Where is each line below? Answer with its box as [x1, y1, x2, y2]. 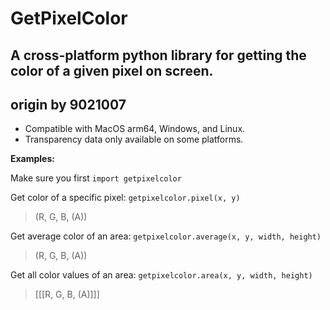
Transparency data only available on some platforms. [24, 133, 244, 146]
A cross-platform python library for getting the [10, 47, 307, 64]
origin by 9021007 [10, 96, 127, 113]
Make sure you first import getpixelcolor [10, 172, 182, 184]
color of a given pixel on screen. [10, 62, 214, 79]
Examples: [10, 153, 55, 165]
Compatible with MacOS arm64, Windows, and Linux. [24, 123, 246, 135]
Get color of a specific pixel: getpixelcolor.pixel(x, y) [10, 192, 241, 204]
